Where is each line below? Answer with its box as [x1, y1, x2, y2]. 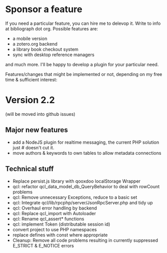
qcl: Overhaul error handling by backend [12, 205, 97, 211]
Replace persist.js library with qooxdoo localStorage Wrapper [12, 178, 141, 184]
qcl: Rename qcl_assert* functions [12, 216, 85, 222]
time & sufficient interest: [5, 76, 57, 82]
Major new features [5, 125, 68, 135]
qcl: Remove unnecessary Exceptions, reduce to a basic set [12, 194, 138, 200]
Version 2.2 [5, 95, 55, 106]
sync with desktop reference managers [12, 52, 95, 58]
